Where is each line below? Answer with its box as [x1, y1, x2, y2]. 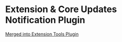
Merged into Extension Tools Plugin [5, 31, 79, 37]
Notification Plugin [5, 14, 86, 26]
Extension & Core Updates [5, 4, 117, 15]
